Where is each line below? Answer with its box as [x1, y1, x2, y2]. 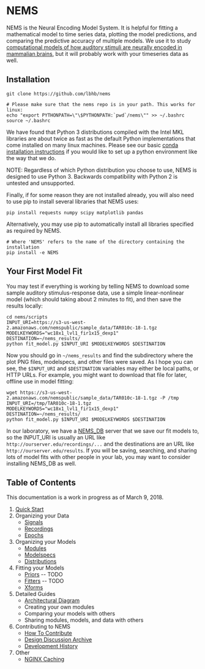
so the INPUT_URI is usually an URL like [6, 433, 106, 441]
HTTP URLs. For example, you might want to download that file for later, [6, 371, 187, 378]
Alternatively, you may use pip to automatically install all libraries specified [6, 220, 194, 228]
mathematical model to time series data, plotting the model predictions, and [6, 30, 197, 37]
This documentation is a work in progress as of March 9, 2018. [6, 493, 164, 501]
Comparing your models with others [24, 610, 115, 617]
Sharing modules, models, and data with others [24, 616, 144, 624]
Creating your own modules [24, 603, 95, 611]
